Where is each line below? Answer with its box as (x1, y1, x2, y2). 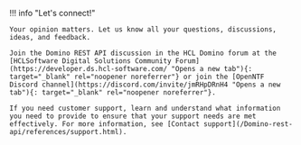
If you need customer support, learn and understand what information (9, 104, 281, 113)
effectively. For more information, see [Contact (9, 120, 201, 129)
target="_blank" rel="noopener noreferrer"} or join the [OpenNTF (9, 72, 265, 81)
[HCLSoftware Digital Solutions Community (9, 57, 172, 66)
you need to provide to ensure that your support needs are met (9, 112, 257, 121)
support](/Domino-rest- (202, 120, 294, 129)
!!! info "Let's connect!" (9, 8, 96, 18)
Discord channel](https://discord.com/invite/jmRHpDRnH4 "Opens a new (9, 80, 281, 89)
